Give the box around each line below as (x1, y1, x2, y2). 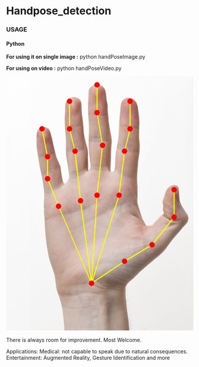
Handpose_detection (6, 4, 112, 18)
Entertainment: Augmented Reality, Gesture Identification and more (6, 354, 170, 361)
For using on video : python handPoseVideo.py (6, 65, 122, 72)
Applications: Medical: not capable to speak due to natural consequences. (6, 347, 188, 355)
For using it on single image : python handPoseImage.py (6, 53, 146, 61)
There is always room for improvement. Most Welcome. (6, 336, 142, 343)
